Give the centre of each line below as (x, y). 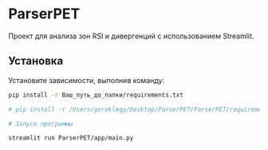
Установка (36, 61)
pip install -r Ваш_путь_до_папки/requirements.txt (96, 95)
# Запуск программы (41, 124)
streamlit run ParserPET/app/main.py (71, 138)
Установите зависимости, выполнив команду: (87, 80)
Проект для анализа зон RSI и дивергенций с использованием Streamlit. (131, 36)
